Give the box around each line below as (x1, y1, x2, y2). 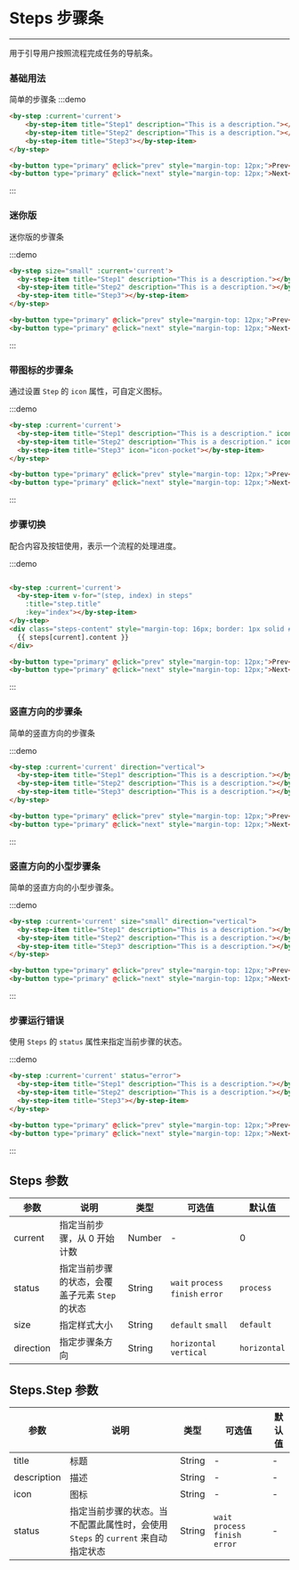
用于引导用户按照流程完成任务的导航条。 (9, 47, 158, 58)
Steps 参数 (9, 1173, 69, 1188)
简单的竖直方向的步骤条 (9, 727, 95, 738)
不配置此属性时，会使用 (69, 1518, 168, 1531)
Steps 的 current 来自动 (69, 1532, 167, 1544)
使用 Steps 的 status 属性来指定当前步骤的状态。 (9, 1036, 187, 1047)
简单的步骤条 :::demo (9, 94, 86, 105)
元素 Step (77, 1289, 117, 1302)
